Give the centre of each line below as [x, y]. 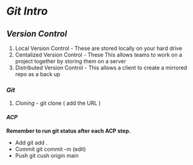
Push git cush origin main [47, 155]
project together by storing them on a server [70, 61]
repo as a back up [38, 74]
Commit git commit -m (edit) [50, 149]
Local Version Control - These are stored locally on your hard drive [99, 48]
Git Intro [27, 11]
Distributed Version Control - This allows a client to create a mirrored [101, 68]
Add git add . [31, 142]
